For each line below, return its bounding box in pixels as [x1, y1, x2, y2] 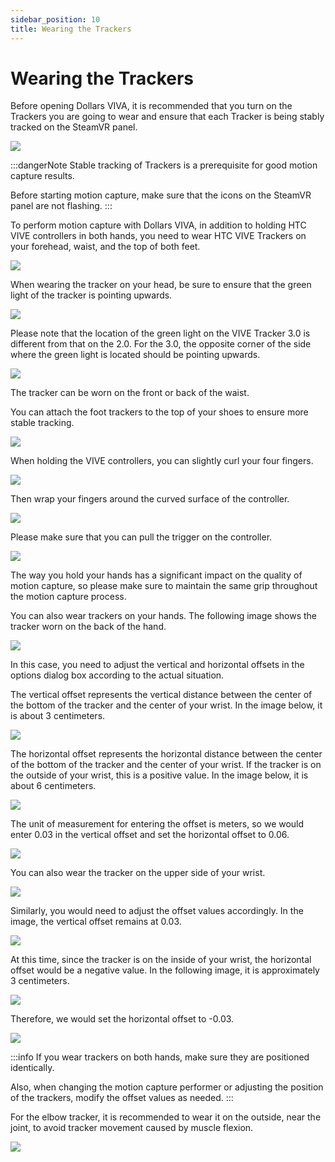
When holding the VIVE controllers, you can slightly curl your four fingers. [10, 455, 314, 467]
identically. [10, 1062, 55, 1074]
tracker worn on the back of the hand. [10, 621, 167, 633]
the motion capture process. [10, 591, 127, 603]
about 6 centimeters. [10, 780, 97, 792]
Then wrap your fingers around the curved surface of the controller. [10, 493, 290, 505]
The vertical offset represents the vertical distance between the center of [10, 689, 313, 701]
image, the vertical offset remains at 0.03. [10, 916, 182, 928]
